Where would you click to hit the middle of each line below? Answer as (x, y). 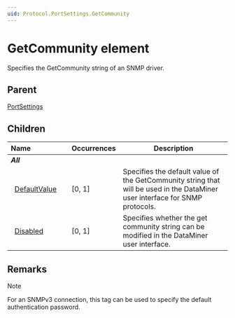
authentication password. (44, 307)
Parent (22, 89)
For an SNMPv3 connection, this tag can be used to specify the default (109, 299)
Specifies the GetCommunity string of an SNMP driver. (86, 68)
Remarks (27, 269)
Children (26, 129)
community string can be (164, 227)
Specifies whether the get (165, 218)
